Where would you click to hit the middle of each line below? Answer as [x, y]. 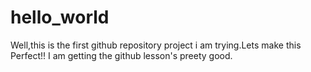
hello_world [60, 17]
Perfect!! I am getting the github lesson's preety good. [121, 55]
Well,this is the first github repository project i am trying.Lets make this [156, 45]
